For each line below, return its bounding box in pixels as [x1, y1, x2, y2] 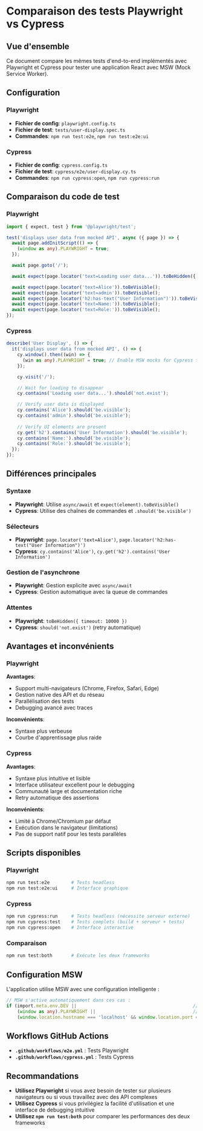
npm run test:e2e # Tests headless [6, 880, 115, 886]
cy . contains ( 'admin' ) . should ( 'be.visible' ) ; [17, 413, 131, 419]
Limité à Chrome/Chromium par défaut [14, 817, 111, 825]
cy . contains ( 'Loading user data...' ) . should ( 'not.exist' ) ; [17, 391, 169, 397]
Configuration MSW [6, 969, 83, 980]
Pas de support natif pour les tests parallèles [14, 830, 127, 837]
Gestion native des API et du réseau [14, 691, 105, 699]
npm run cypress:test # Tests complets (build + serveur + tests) [6, 919, 185, 925]
